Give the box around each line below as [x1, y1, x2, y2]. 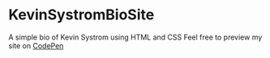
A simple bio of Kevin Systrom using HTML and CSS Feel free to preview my [8, 32, 263, 42]
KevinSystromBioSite [8, 6, 155, 24]
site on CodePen [8, 40, 64, 50]
